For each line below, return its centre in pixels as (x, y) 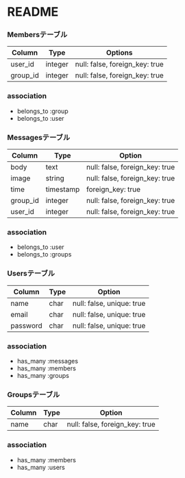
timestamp (63, 189)
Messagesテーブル (39, 137)
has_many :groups (43, 375)
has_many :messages (48, 361)
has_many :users (41, 467)
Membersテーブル (37, 35)
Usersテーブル (31, 274)
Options (119, 53)
